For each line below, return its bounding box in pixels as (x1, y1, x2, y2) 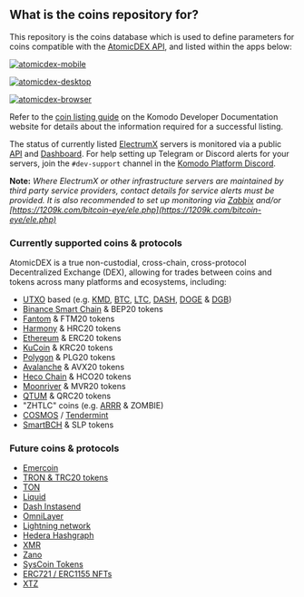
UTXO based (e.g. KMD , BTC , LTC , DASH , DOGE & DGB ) (22, 294, 232, 305)
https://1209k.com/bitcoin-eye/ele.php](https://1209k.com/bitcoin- (12, 204, 261, 215)
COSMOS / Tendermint (22, 410, 109, 421)
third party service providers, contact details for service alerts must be (9, 185, 275, 196)
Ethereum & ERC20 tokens (22, 333, 122, 344)
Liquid (22, 492, 46, 503)
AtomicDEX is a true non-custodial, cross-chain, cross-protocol (9, 258, 247, 269)
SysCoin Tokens (22, 559, 83, 570)
